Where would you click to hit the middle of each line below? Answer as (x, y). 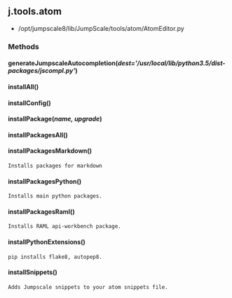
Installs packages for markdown (55, 165)
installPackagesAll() (38, 135)
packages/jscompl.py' (42, 71)
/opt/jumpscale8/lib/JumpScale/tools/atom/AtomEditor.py (101, 28)
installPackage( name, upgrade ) (55, 119)
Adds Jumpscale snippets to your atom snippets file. (88, 287)
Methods (23, 46)
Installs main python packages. (55, 196)
